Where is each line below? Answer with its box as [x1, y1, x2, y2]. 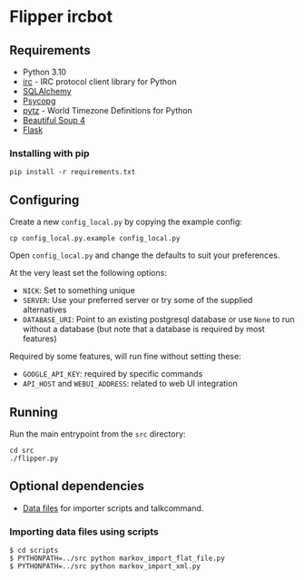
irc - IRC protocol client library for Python [22, 76, 177, 87]
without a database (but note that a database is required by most [22, 324, 265, 335]
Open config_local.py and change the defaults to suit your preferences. [9, 250, 280, 261]
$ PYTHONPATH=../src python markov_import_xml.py [9, 562, 201, 571]
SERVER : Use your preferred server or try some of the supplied [22, 295, 253, 306]
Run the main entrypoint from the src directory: [9, 428, 186, 439]
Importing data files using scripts [9, 525, 159, 537]
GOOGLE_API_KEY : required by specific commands [22, 369, 203, 379]
